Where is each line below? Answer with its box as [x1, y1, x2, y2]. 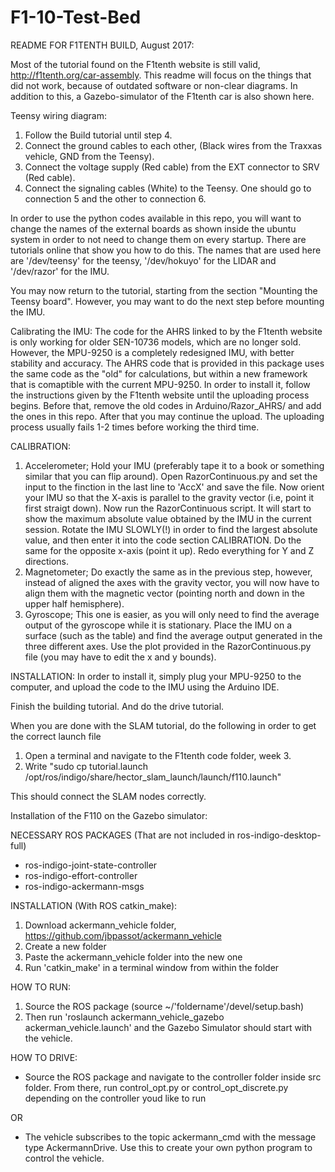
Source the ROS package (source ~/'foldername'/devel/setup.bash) [24, 1000, 305, 1012]
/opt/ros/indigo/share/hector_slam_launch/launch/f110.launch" [24, 771, 282, 783]
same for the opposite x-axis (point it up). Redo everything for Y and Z [24, 544, 315, 556]
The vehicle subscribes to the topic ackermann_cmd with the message [24, 1131, 317, 1143]
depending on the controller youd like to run [24, 1092, 207, 1104]
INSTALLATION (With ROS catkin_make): [10, 899, 178, 911]
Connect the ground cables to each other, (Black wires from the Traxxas [24, 139, 323, 151]
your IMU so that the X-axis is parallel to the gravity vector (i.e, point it [24, 491, 315, 503]
